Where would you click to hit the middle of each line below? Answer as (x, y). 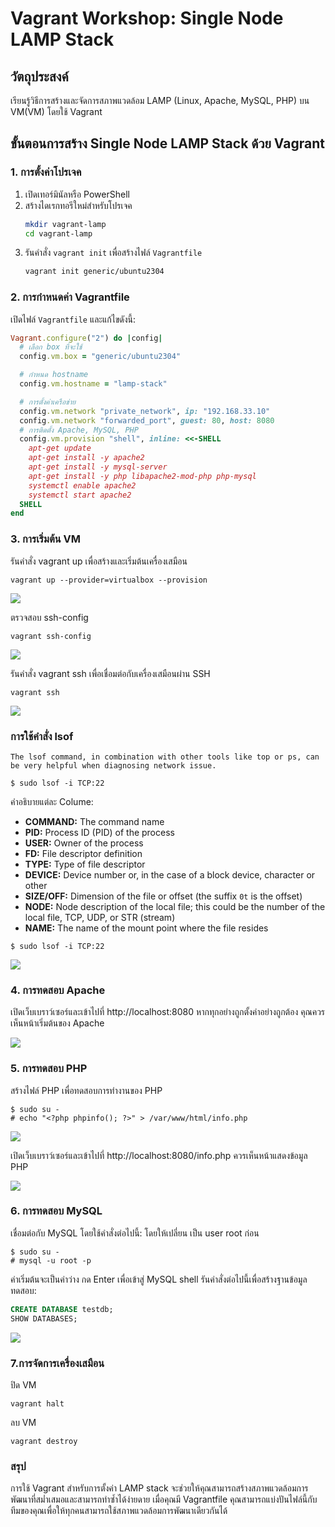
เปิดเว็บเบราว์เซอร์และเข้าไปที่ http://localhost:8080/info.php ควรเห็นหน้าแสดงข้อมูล (159, 1155)
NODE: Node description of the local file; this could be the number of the (175, 906)
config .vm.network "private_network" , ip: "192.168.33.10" (145, 411)
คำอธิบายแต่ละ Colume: (52, 801)
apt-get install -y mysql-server (98, 467)
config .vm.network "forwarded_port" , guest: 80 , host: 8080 (147, 420)
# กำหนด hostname (54, 375)
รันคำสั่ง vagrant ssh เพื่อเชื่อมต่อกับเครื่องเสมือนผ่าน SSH (110, 673)
